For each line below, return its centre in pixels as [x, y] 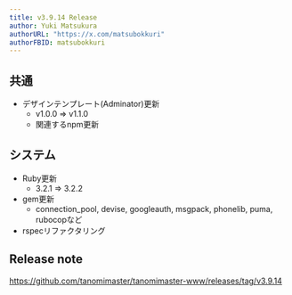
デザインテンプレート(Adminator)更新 [91, 104]
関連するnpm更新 [67, 125]
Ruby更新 [40, 178]
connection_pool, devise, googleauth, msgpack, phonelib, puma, [154, 209]
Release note [46, 259]
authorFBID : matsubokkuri [57, 42]
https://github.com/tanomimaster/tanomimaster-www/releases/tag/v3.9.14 [146, 281]
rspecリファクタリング [64, 230]
